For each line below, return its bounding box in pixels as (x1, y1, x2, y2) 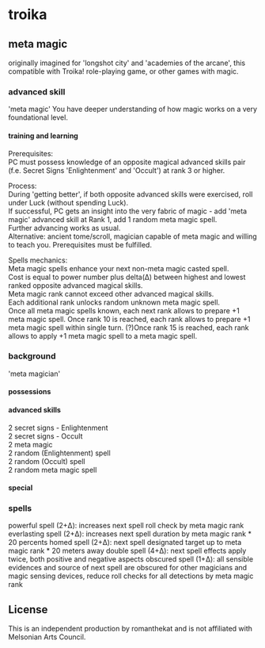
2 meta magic (8, 439, 53, 449)
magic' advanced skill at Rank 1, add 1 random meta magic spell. (8, 214, 218, 224)
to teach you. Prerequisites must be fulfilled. (8, 240, 153, 249)
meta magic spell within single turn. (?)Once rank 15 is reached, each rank (8, 323, 249, 332)
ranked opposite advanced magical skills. (8, 280, 143, 290)
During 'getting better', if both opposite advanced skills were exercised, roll (8, 189, 253, 199)
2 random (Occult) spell (8, 456, 85, 466)
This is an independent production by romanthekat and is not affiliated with (8, 624, 253, 634)
